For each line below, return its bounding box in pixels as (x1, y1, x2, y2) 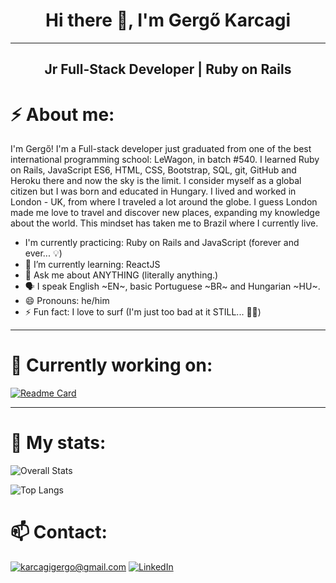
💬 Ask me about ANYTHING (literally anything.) (24, 269, 219, 281)
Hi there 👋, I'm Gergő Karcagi (45, 9, 291, 32)
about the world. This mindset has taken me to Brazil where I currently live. (10, 217, 319, 229)
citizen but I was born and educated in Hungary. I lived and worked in (10, 185, 297, 198)
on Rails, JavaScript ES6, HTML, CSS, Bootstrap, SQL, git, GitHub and (10, 164, 297, 176)
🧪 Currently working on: (10, 354, 213, 377)
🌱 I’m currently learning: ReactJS (24, 259, 161, 271)
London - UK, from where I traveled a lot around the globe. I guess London (10, 196, 318, 208)
